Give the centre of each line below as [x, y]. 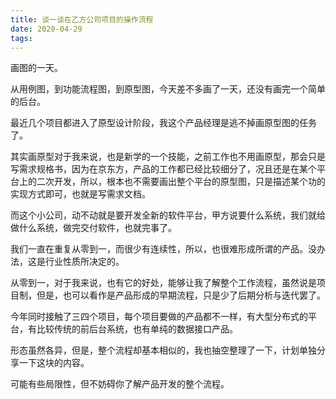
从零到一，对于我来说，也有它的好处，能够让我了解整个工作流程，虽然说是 [163, 283]
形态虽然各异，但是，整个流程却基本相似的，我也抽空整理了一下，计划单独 [163, 350]
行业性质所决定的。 [84, 262]
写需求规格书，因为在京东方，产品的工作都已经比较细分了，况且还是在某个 [163, 169]
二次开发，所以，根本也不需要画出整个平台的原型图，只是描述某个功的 [181, 182]
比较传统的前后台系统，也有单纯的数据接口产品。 [137, 329]
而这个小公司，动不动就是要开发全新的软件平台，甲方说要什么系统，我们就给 [168, 215]
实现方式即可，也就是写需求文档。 [80, 194]
